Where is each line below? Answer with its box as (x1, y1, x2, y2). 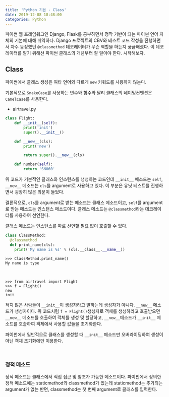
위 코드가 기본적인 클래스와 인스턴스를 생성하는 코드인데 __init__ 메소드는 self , (5, 176, 163, 182)
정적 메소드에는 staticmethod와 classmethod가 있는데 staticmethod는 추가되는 (5, 380, 163, 386)
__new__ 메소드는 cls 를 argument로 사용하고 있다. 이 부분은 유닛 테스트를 (5, 182, 150, 189)
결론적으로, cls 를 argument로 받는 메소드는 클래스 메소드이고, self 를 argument (5, 200, 163, 206)
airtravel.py (12, 106, 36, 112)
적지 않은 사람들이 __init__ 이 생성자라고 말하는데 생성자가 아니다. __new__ (5, 302, 152, 308)
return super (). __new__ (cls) (23, 153, 85, 158)
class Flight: (5, 116, 35, 121)
